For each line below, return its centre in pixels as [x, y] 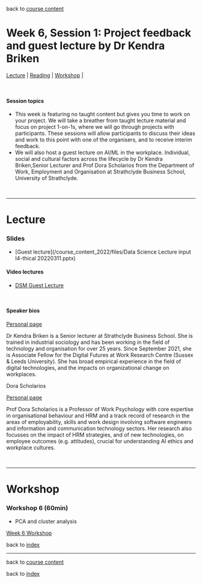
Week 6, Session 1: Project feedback [99, 33]
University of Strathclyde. [47, 178]
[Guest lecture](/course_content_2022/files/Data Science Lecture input [103, 252]
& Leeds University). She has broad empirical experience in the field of [94, 361]
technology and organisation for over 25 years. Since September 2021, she [99, 349]
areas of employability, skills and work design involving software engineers [99, 422]
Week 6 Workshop [29, 533]
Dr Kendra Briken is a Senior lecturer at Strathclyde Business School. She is [100, 336]
